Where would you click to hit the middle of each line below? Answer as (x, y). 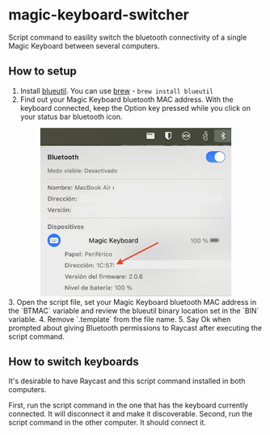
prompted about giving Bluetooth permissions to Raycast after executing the (135, 327)
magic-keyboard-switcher (99, 15)
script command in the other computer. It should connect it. (107, 423)
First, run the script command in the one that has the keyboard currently (129, 405)
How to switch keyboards (74, 361)
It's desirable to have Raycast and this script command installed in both (127, 381)
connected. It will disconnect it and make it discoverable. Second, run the (131, 414)
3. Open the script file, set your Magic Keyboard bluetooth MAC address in (133, 302)
